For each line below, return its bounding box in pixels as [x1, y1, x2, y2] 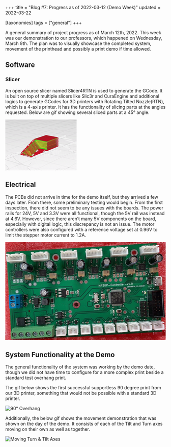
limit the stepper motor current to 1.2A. [5, 232, 87, 238]
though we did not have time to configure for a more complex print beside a [5, 369, 164, 375]
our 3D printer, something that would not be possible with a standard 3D [5, 390, 157, 396]
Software [5, 61, 35, 69]
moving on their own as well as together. [5, 426, 90, 432]
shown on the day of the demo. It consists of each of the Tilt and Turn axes [5, 420, 163, 427]
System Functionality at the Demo [5, 350, 115, 359]
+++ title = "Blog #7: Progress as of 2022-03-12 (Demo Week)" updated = [5, 5, 161, 10]
